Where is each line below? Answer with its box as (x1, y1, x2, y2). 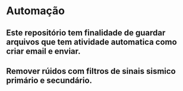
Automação (6, 4, 65, 18)
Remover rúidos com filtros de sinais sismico (6, 66, 176, 76)
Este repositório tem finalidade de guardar (6, 28, 166, 38)
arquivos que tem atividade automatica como (6, 37, 177, 47)
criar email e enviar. (6, 46, 81, 56)
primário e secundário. (6, 75, 93, 85)
